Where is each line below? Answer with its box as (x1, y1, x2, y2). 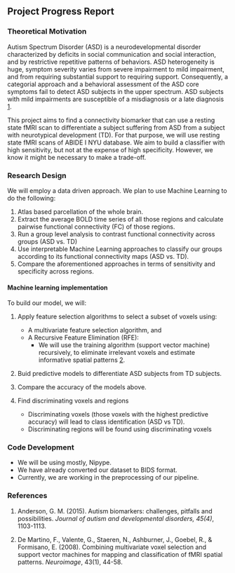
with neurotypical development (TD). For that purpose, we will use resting (7, 130, 220, 139)
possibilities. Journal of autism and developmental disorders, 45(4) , (17, 514, 215, 523)
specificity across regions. (17, 267, 95, 276)
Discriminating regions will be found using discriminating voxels (27, 425, 212, 433)
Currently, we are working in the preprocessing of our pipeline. (17, 473, 199, 482)
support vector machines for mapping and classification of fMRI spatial (17, 550, 223, 558)
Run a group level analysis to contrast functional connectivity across (17, 229, 215, 238)
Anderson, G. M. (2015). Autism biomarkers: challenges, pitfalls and (17, 506, 213, 515)
